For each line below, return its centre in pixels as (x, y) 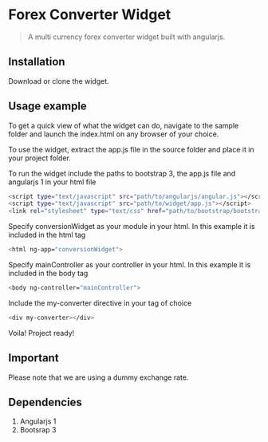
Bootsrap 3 (38, 430)
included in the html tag (47, 235)
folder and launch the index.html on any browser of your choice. (114, 134)
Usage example (48, 107)
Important (33, 358)
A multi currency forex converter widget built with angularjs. (126, 37)
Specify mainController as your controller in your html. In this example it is (130, 265)
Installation (37, 62)
